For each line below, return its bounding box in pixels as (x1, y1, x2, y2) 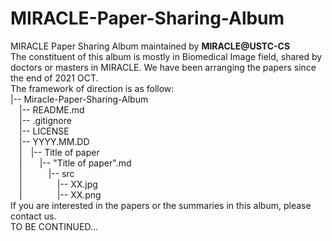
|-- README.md (19, 103, 85, 116)
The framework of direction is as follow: (10, 82, 175, 94)
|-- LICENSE (19, 125, 70, 137)
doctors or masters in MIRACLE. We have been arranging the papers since (10, 61, 317, 73)
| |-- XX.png (19, 188, 102, 201)
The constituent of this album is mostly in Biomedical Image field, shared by (10, 50, 323, 62)
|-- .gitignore (19, 114, 72, 126)
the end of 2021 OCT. (10, 72, 99, 84)
